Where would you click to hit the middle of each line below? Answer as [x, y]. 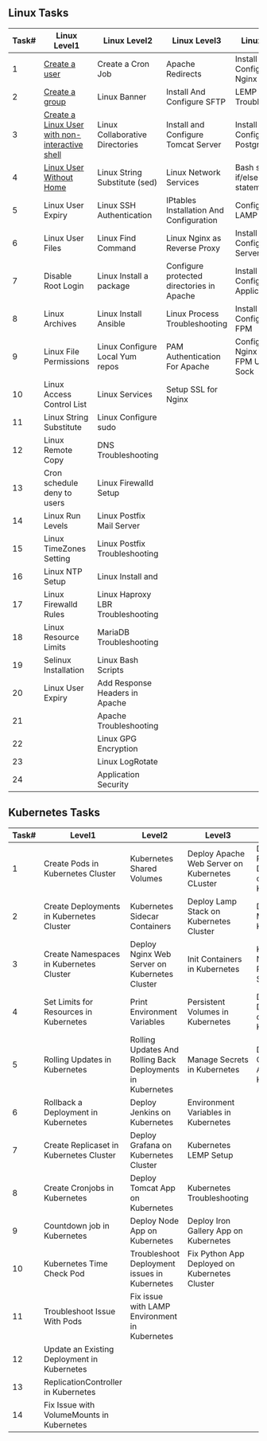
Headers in [118, 693]
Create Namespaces [82, 954]
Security [113, 784]
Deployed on [211, 1263]
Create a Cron [123, 64]
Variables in [209, 1112]
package [114, 286]
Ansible [111, 323]
